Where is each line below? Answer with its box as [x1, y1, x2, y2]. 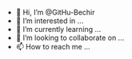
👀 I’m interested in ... [15, 16, 84, 26]
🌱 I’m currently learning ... [15, 25, 102, 33]
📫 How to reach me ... [15, 42, 90, 51]
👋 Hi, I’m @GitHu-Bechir [15, 8, 95, 17]
